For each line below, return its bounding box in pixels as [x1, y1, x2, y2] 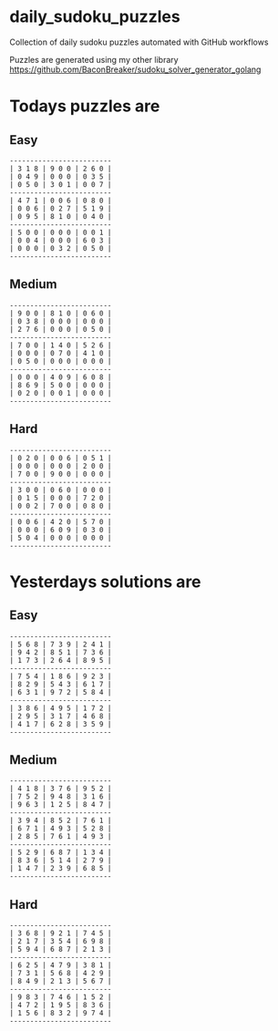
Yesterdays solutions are [9, 572, 202, 592]
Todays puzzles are [9, 96, 160, 117]
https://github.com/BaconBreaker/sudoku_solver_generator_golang [9, 64, 262, 75]
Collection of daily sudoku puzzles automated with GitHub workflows [9, 36, 269, 47]
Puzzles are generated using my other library [9, 54, 180, 65]
